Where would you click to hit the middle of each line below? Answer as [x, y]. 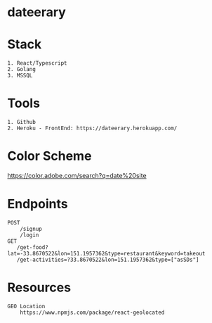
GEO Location [26, 306]
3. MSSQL [20, 76]
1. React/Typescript [38, 63]
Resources [39, 287]
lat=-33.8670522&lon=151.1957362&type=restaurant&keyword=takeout [106, 253]
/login [29, 235]
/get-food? [33, 247]
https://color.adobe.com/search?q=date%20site [77, 176]
